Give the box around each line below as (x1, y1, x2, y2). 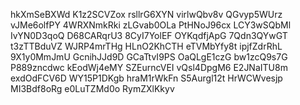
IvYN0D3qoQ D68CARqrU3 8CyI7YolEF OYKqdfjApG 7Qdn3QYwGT (10, 30, 288, 41)
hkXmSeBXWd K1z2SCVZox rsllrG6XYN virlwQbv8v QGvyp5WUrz (10, 9, 283, 20)
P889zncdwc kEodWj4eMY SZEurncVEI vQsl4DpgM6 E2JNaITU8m (10, 62, 288, 73)
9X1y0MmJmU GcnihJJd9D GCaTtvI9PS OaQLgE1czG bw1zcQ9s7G (10, 51, 288, 63)
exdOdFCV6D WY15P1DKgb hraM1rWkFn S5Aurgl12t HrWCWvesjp (10, 72, 283, 84)
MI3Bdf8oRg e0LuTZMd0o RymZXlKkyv (10, 83, 175, 94)
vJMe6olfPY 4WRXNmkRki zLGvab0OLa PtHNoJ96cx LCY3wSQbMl (10, 19, 292, 31)
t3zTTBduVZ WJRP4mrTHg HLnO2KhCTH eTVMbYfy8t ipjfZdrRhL (10, 40, 283, 52)
